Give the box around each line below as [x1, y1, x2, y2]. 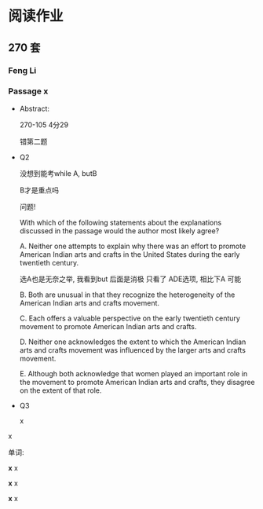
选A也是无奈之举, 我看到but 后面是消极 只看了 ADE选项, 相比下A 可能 [19, 274, 242, 284]
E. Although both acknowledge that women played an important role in [19, 368, 248, 378]
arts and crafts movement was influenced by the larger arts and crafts [19, 345, 246, 354]
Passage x [8, 86, 49, 97]
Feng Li [8, 64, 37, 75]
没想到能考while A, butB [19, 168, 97, 178]
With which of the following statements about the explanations [19, 218, 222, 227]
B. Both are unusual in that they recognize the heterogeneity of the [19, 290, 236, 299]
